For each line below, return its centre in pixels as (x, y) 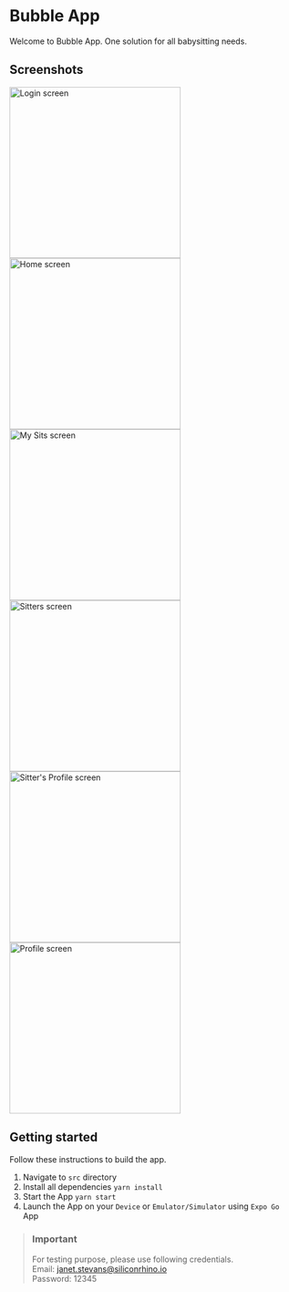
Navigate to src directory (69, 1177)
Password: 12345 (64, 1278)
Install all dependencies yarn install (93, 1186)
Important (54, 1239)
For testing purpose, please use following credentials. (133, 1259)
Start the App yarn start (69, 1196)
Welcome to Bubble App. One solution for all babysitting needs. (129, 41)
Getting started (54, 1137)
